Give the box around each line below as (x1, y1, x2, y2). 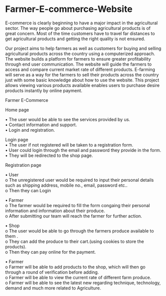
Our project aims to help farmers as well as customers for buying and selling (5, 45, 162, 51)
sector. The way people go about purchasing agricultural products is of (5, 25, 151, 31)
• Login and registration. (5, 127, 55, 133)
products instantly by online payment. (5, 87, 83, 93)
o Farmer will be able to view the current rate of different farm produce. (5, 274, 152, 280)
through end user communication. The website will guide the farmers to (5, 61, 152, 67)
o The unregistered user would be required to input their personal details (5, 177, 154, 183)
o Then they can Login (5, 187, 51, 193)
